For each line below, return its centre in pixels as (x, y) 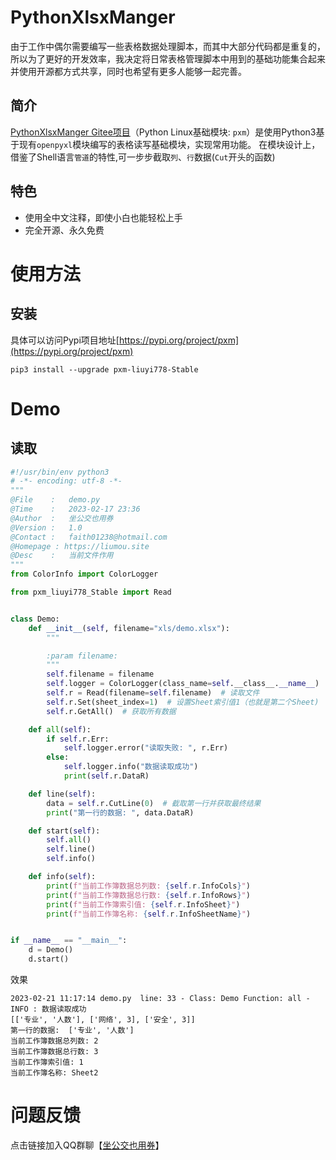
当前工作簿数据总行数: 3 (54, 1052)
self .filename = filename (100, 674)
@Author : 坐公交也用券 (62, 518)
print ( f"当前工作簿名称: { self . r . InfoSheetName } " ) (149, 914)
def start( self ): (64, 831)
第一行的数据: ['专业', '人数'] (72, 1031)
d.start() (49, 959)
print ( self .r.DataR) (106, 776)
